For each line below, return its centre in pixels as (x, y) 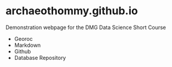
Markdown (27, 45)
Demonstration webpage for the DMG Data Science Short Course (86, 27)
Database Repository (40, 58)
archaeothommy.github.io (72, 11)
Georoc (24, 39)
